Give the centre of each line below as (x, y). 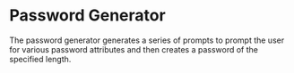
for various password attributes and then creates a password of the (134, 49)
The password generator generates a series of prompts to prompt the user (147, 40)
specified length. (40, 59)
